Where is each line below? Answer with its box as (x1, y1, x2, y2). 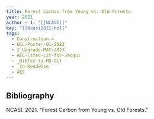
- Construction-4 (11, 36, 54, 42)
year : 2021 (6, 14, 33, 20)
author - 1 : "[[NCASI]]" (6, 19, 68, 25)
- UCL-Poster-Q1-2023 (11, 42, 65, 48)
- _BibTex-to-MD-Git (11, 58, 62, 64)
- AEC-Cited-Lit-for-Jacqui (11, 52, 81, 58)
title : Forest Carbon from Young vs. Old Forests (6, 8, 131, 15)
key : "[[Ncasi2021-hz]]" (6, 25, 68, 31)
